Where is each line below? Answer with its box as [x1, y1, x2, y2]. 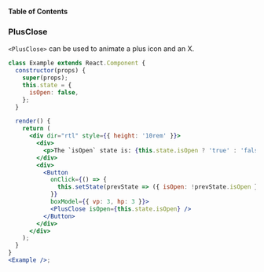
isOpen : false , [28, 88, 79, 97]
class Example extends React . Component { [8, 59, 146, 68]
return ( [22, 125, 51, 133]
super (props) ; [22, 74, 68, 82]
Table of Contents [8, 7, 68, 16]
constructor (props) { [15, 67, 86, 75]
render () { [15, 117, 51, 125]
